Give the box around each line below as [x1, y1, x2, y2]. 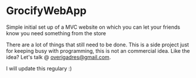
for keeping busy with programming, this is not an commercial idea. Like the [6, 47, 190, 54]
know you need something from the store [6, 29, 107, 36]
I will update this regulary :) [6, 65, 72, 72]
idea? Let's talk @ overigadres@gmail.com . [6, 53, 111, 60]
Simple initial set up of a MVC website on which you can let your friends [6, 23, 181, 30]
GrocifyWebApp [6, 4, 87, 18]
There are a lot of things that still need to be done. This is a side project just [6, 41, 190, 48]
